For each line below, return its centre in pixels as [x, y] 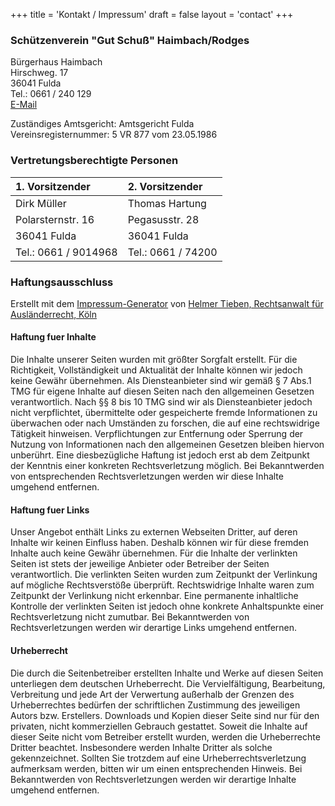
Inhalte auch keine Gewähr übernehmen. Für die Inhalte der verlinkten [154, 553]
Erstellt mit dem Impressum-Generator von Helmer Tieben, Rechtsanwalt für [167, 303]
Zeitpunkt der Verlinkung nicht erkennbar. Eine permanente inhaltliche [154, 596]
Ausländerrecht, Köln [54, 314]
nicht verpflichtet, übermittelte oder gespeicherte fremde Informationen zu [164, 413]
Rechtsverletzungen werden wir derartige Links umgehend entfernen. [154, 628]
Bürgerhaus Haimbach [56, 62]
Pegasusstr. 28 [163, 219]
